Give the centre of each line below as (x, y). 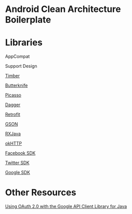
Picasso (13, 95)
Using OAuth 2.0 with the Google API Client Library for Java (66, 207)
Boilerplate (28, 20)
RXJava (13, 134)
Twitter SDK (17, 163)
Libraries (24, 43)
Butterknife (17, 85)
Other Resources (41, 193)
